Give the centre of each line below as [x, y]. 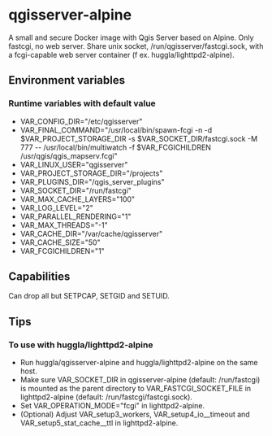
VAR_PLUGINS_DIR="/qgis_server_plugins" [92, 181]
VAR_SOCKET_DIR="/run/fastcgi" [76, 190]
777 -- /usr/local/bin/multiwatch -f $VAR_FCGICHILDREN [115, 147]
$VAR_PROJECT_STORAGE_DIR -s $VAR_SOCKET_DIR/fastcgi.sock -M [139, 138]
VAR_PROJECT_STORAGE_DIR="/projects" [91, 173]
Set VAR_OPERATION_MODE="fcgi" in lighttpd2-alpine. [112, 406]
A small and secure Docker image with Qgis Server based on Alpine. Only [131, 37]
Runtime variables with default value [82, 103]
